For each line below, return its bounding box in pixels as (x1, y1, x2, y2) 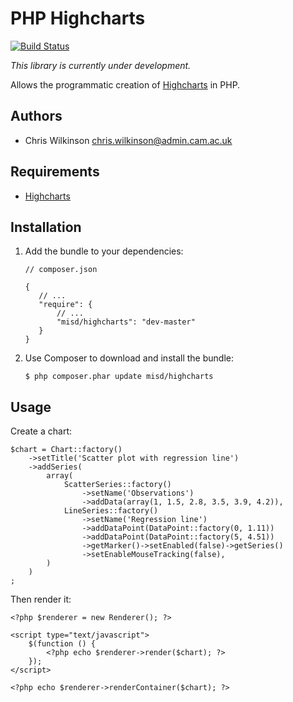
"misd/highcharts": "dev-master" (56, 317, 196, 327)
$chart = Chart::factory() (10, 445, 123, 455)
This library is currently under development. (10, 59, 192, 71)
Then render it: (10, 593, 72, 606)
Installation (10, 218, 82, 236)
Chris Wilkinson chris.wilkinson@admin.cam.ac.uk (24, 134, 233, 146)
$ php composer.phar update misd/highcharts (24, 372, 214, 382)
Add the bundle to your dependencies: (24, 245, 184, 257)
